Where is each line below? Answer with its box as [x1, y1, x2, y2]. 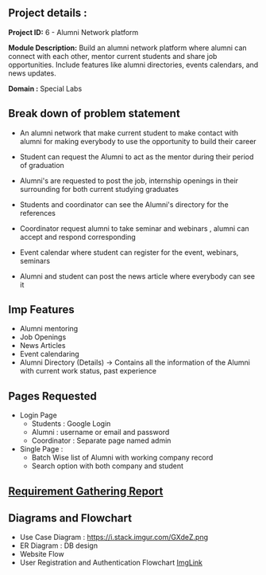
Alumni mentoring [19, 324, 79, 334]
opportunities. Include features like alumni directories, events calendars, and [8, 60, 259, 69]
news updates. [8, 68, 57, 78]
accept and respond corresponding [19, 232, 137, 241]
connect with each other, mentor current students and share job [8, 51, 218, 61]
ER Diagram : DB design [19, 541, 98, 550]
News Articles [19, 341, 66, 350]
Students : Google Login [31, 419, 111, 428]
